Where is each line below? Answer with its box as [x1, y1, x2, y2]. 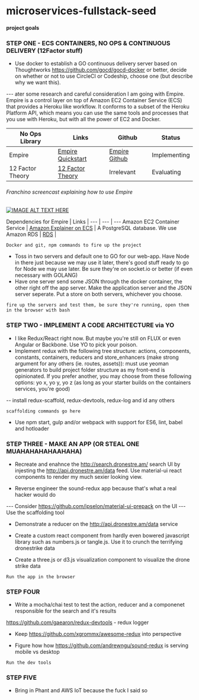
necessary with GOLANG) [14, 272, 78, 279]
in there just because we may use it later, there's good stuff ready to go [14, 259, 190, 266]
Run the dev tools [6, 660, 52, 666]
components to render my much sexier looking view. [14, 473, 143, 480]
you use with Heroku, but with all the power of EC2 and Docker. [6, 116, 161, 123]
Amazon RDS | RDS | [6, 231, 57, 238]
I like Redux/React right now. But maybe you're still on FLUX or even [14, 335, 181, 342]
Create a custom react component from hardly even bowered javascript [14, 532, 190, 539]
